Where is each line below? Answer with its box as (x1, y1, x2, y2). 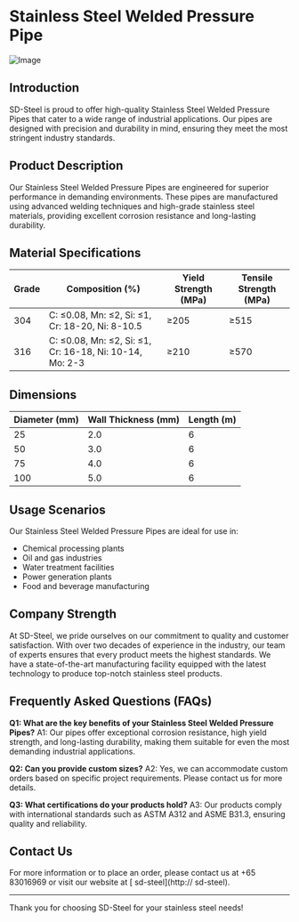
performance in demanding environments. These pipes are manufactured (9, 191, 279, 202)
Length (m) (188, 414, 237, 426)
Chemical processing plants (21, 543, 125, 554)
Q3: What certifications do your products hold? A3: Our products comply (9, 799, 282, 810)
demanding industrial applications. (9, 746, 136, 756)
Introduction (9, 80, 80, 95)
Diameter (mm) (13, 414, 80, 426)
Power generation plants (21, 571, 113, 582)
